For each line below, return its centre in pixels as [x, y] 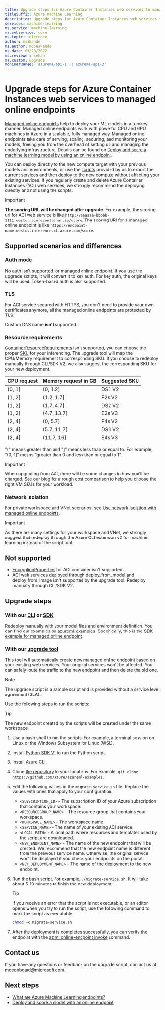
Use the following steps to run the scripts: [47, 704]
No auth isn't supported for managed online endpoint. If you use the [74, 271]
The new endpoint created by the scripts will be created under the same [78, 723]
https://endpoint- [69, 226]
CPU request [23, 381]
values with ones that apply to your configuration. [62, 792]
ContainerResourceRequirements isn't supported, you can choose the [76, 348]
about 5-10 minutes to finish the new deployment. [62, 884]
